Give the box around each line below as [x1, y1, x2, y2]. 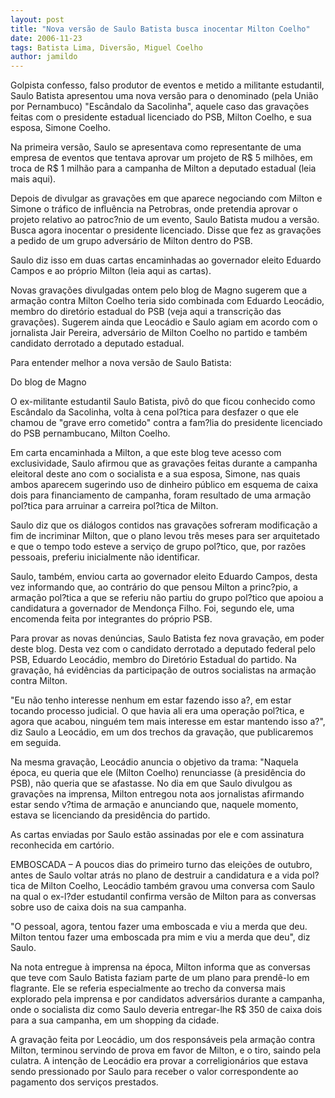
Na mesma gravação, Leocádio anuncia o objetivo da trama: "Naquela [10, 756, 299, 768]
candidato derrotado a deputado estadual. [10, 337, 185, 350]
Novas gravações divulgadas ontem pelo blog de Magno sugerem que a [10, 284, 308, 296]
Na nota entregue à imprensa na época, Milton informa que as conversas [10, 961, 311, 973]
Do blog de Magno [10, 376, 87, 388]
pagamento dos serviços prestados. [10, 1076, 159, 1088]
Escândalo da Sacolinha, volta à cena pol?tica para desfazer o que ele [10, 406, 299, 418]
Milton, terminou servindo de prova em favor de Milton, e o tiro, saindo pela [10, 1044, 321, 1056]
